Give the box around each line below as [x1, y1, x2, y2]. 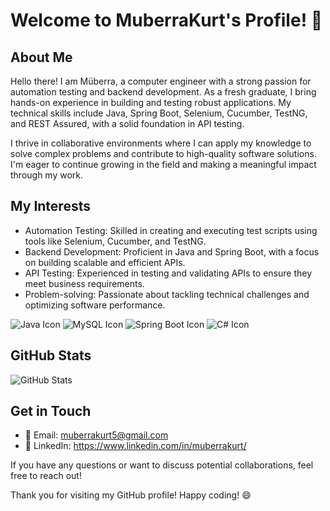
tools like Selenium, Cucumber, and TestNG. [24, 235, 207, 247]
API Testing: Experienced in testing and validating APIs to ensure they [24, 267, 313, 279]
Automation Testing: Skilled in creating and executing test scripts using [24, 224, 318, 236]
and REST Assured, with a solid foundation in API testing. [10, 118, 245, 129]
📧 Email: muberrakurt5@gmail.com [24, 429, 169, 441]
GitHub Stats [10, 347, 92, 364]
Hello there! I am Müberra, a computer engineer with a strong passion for [10, 75, 312, 87]
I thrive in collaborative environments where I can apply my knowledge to [10, 137, 312, 149]
